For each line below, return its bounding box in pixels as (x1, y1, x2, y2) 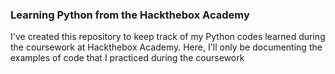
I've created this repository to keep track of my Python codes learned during (10, 31, 326, 43)
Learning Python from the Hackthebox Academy (10, 8, 250, 22)
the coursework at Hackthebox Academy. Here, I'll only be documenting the (10, 41, 323, 53)
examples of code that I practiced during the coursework (10, 52, 245, 64)
